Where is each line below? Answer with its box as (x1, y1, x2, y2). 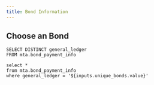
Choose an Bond (6, 31, 69, 41)
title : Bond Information (6, 8, 68, 15)
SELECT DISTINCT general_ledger (6, 47, 87, 53)
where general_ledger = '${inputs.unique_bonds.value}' (6, 73, 149, 79)
